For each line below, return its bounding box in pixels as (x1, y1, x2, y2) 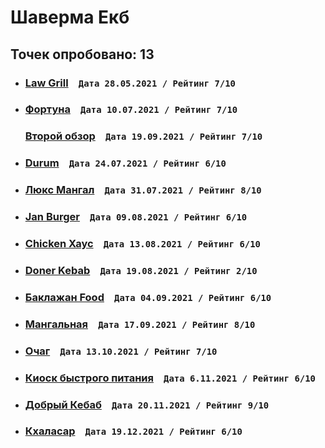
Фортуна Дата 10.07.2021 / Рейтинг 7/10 (24, 102, 238, 116)
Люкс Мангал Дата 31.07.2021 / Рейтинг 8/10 (24, 183, 262, 197)
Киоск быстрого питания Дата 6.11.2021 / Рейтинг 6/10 (24, 371, 316, 385)
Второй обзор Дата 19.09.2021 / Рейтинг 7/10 (24, 129, 263, 143)
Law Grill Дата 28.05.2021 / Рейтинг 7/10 (24, 76, 236, 90)
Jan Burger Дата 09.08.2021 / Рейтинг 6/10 (24, 210, 248, 224)
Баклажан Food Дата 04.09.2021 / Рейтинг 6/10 (24, 290, 272, 304)
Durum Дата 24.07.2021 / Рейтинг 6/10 (24, 156, 227, 170)
